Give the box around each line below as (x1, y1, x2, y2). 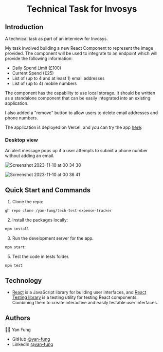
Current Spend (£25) (12, 70, 54, 76)
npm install (5, 226, 29, 231)
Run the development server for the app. (12, 235, 94, 241)
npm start (5, 245, 25, 250)
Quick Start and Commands (5, 186, 91, 194)
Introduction (5, 23, 44, 31)
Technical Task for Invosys (26, 3, 137, 15)
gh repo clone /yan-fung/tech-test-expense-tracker (5, 208, 112, 213)
